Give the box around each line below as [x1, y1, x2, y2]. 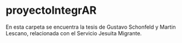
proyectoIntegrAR [5, 4, 97, 17]
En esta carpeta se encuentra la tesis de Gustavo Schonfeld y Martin [5, 23, 176, 30]
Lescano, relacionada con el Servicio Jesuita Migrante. [5, 29, 142, 36]
